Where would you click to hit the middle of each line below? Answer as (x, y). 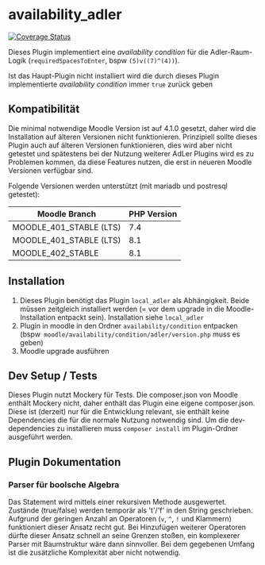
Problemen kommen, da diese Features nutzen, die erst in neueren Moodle (130, 162)
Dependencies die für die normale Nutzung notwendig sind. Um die (118, 420)
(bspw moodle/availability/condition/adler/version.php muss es (130, 334)
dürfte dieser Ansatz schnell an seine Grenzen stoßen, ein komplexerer (124, 536)
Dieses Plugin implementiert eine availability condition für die (108, 52)
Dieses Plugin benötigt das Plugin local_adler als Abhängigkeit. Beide (134, 300)
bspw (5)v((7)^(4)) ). (144, 60)
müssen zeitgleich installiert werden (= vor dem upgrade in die (122, 309)
